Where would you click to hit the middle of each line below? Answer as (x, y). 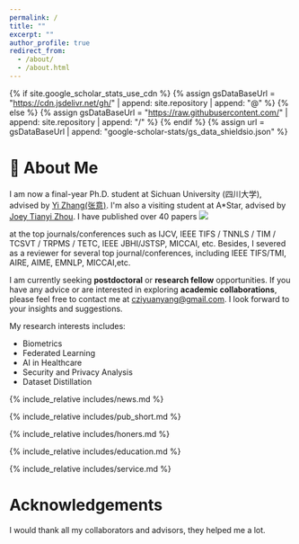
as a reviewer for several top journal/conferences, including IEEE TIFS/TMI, (148, 253)
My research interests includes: (67, 326)
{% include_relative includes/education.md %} (95, 451)
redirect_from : (38, 51)
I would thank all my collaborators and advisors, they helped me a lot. (138, 530)
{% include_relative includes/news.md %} (87, 399)
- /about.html (44, 68)
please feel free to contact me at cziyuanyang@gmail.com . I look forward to (149, 299)
